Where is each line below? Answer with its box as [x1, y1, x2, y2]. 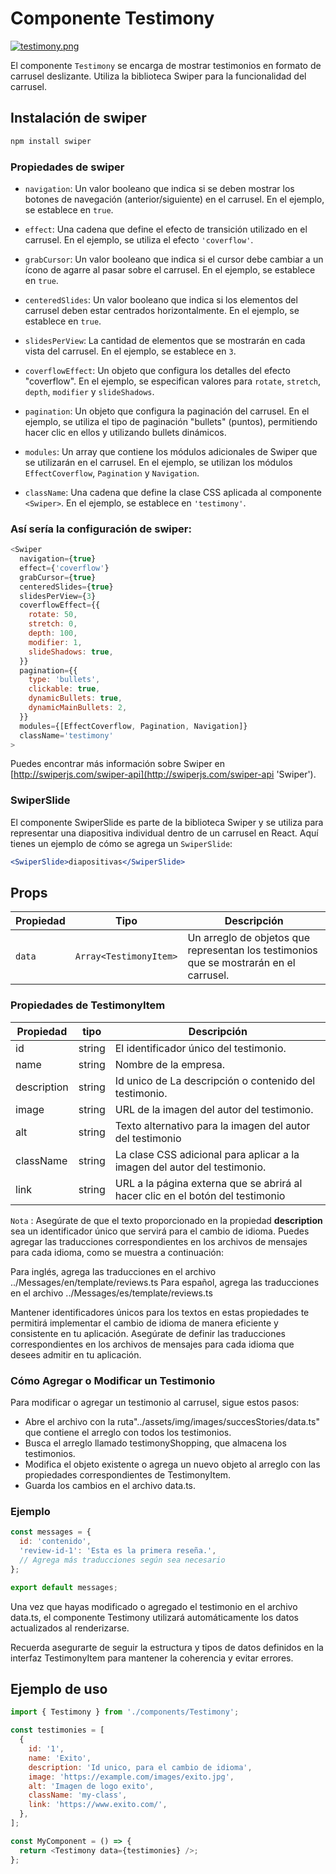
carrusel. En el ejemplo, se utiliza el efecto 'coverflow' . [24, 233, 254, 246]
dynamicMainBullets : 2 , [28, 703, 128, 713]
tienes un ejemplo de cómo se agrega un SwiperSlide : [10, 837, 233, 849]
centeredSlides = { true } [19, 582, 114, 592]
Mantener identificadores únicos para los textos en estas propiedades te [10, 1306, 310, 1318]
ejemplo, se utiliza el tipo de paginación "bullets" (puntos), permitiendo [24, 415, 318, 427]
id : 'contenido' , [19, 1537, 92, 1547]
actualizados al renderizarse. [10, 1622, 130, 1634]
